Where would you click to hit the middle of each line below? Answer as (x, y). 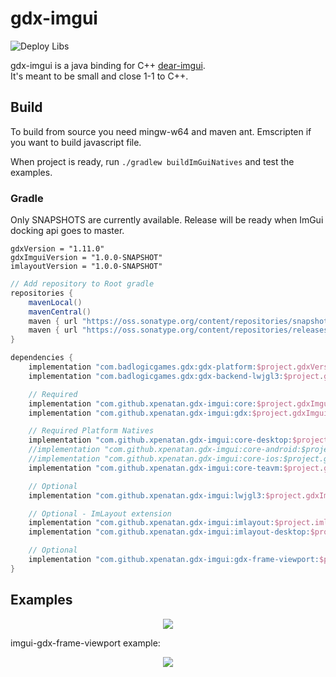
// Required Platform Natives (91, 431)
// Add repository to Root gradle (82, 284)
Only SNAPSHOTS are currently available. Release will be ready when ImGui (167, 220)
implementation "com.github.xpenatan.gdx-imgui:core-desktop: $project (178, 440)
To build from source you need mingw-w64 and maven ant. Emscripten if (161, 131)
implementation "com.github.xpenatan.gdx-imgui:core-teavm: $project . (176, 468)
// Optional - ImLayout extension (100, 513)
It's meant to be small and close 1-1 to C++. (99, 76)
